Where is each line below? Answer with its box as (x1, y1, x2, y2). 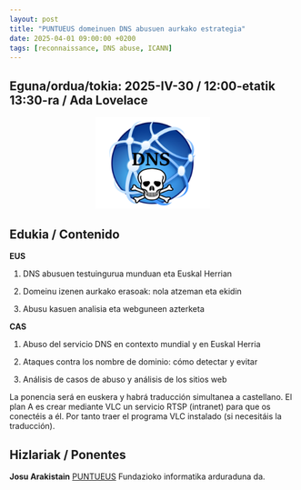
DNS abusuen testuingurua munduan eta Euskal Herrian (22, 268, 233, 279)
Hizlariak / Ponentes (9, 446, 126, 463)
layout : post (9, 15, 59, 24)
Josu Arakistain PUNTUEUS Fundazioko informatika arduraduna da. (9, 471, 266, 482)
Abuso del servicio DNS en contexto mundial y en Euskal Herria (22, 339, 261, 350)
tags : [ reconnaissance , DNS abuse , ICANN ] (9, 44, 173, 53)
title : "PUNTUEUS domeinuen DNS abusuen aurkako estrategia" (9, 24, 246, 34)
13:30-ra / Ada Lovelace (9, 92, 148, 108)
